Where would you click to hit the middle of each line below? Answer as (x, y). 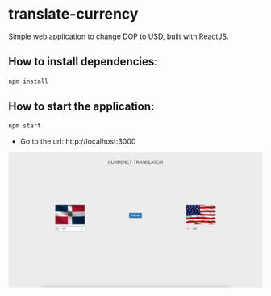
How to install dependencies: (83, 62)
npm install (28, 81)
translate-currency (73, 14)
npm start (25, 126)
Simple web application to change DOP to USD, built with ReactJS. (119, 36)
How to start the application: (81, 107)
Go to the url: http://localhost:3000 (78, 141)
